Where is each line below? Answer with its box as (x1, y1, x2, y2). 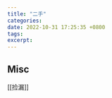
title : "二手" (7, 10, 47, 18)
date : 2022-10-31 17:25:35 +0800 (7, 23, 106, 31)
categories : (7, 17, 42, 24)
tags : (7, 30, 23, 38)
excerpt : (7, 37, 33, 44)
